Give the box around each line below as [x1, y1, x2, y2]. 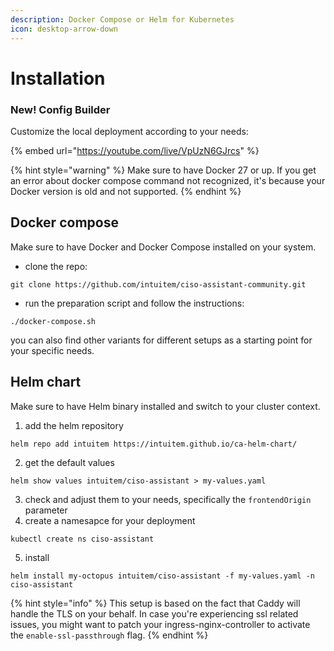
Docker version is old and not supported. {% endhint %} [10, 185, 242, 197]
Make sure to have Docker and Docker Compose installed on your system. [10, 241, 317, 253]
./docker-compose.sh [10, 316, 97, 326]
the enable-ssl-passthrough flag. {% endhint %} [10, 629, 209, 641]
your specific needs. [10, 344, 95, 356]
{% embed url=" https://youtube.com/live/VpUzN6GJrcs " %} [10, 144, 260, 156]
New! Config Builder [10, 102, 111, 116]
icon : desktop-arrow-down [10, 24, 118, 34]
